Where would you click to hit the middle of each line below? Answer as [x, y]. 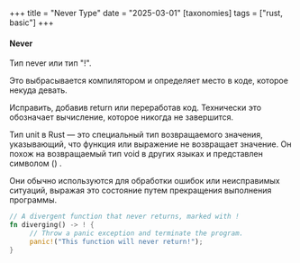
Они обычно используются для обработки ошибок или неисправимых [145, 181]
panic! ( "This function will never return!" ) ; [116, 241]
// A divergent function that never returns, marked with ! [125, 217]
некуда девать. [38, 90]
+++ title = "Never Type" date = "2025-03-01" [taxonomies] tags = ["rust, [146, 13]
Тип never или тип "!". [50, 63]
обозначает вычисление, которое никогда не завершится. [122, 117]
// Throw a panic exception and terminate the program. [136, 233]
